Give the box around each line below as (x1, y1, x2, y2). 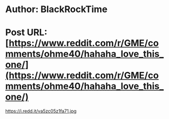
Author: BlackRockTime (5, 4, 108, 15)
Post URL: (5, 27, 47, 38)
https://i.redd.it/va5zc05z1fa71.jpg (5, 108, 77, 114)
